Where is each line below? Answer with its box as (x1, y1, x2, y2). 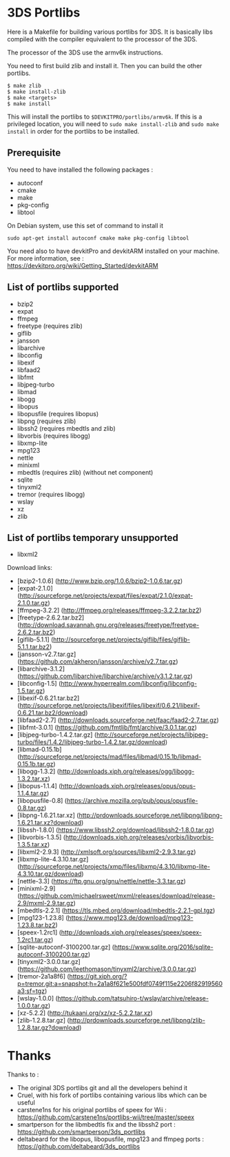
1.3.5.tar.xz (17, 841, 48, 849)
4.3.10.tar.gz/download (17, 870, 82, 878)
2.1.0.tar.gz (17, 599, 48, 607)
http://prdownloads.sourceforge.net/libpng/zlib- (69, 1016, 205, 1025)
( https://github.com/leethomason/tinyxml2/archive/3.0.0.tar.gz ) (17, 965, 197, 973)
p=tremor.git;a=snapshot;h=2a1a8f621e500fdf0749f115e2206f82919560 (17, 980, 223, 988)
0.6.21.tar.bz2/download (17, 708, 86, 717)
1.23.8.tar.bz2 (17, 921, 56, 930)
